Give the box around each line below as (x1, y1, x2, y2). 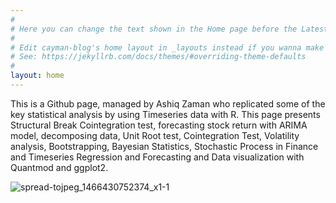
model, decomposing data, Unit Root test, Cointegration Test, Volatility (10, 129, 300, 141)
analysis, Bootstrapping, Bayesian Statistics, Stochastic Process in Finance (10, 140, 319, 152)
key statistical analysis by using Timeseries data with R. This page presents (10, 108, 321, 120)
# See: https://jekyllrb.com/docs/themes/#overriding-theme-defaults (10, 52, 307, 62)
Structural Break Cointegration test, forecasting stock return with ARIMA (10, 119, 308, 131)
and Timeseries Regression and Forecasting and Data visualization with (10, 151, 305, 163)
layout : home (10, 71, 65, 81)
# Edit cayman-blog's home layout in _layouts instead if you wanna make (10, 42, 325, 53)
